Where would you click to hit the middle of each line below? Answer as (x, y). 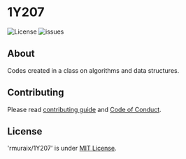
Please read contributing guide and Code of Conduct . (85, 109)
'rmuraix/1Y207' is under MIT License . (62, 148)
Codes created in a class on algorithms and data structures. (93, 70)
